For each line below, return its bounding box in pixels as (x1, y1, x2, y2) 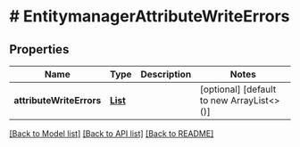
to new (199, 94, 229, 106)
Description (140, 69, 192, 80)
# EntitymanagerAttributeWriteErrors (9, 6, 290, 27)
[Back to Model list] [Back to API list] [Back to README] (9, 128, 214, 139)
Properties (9, 42, 70, 57)
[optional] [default (199, 83, 277, 95)
